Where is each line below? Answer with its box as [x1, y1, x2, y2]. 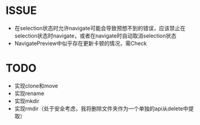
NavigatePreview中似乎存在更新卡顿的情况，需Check [14, 39, 147, 47]
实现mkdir [14, 97, 40, 104]
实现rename [14, 89, 45, 97]
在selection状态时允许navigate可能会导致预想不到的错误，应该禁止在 [14, 24, 185, 32]
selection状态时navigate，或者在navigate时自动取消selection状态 [14, 32, 176, 39]
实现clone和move [14, 82, 59, 89]
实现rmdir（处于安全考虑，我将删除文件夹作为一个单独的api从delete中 [14, 104, 189, 112]
